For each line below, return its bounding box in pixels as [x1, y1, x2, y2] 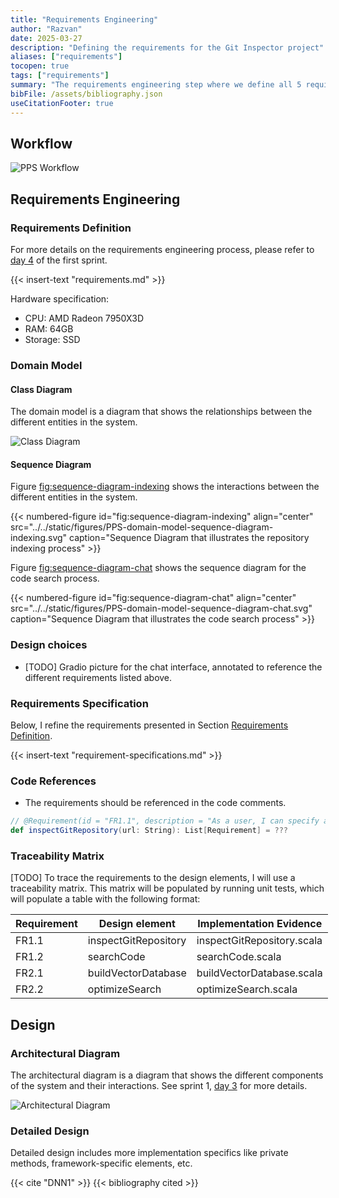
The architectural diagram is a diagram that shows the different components [10, 1069, 324, 1081]
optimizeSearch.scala [196, 982, 298, 996]
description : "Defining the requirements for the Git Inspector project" [10, 42, 325, 53]
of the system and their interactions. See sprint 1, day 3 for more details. [10, 1079, 308, 1091]
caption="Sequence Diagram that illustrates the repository [69, 532, 310, 544]
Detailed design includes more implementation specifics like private [10, 1147, 289, 1159]
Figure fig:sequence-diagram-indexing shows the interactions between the [10, 481, 320, 493]
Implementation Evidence [197, 917, 323, 931]
